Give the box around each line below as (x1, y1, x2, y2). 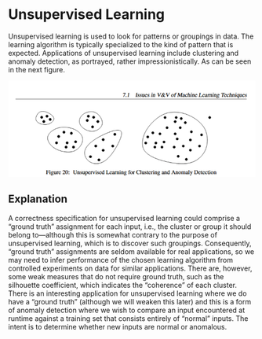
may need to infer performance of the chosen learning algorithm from (8, 255, 234, 264)
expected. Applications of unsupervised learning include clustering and (8, 48, 239, 57)
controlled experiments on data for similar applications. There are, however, (8, 263, 253, 273)
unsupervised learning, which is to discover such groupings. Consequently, (8, 238, 252, 248)
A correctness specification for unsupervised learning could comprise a (8, 213, 241, 223)
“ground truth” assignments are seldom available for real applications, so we (8, 246, 255, 256)
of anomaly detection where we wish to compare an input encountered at (8, 305, 246, 315)
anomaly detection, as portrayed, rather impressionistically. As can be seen (8, 57, 252, 66)
